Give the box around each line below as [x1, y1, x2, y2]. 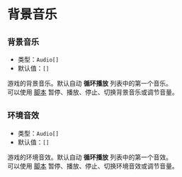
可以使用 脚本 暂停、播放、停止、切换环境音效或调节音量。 [7, 161, 178, 170]
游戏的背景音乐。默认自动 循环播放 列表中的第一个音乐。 [7, 79, 172, 87]
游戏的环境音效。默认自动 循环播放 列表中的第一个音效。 [7, 153, 172, 161]
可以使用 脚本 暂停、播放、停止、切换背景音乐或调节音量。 [7, 88, 178, 96]
